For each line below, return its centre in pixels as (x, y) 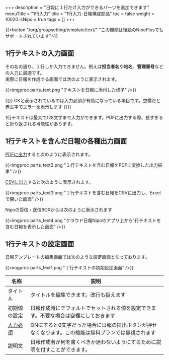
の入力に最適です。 (25, 73)
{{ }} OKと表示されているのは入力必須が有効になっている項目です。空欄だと (83, 100)
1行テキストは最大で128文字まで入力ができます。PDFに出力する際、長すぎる (84, 117)
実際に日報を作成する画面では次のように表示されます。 (62, 79)
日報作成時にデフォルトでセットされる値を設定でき (91, 308)
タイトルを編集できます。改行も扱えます (78, 295)
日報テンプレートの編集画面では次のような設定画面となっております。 (77, 257)
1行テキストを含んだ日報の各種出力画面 (66, 141)
